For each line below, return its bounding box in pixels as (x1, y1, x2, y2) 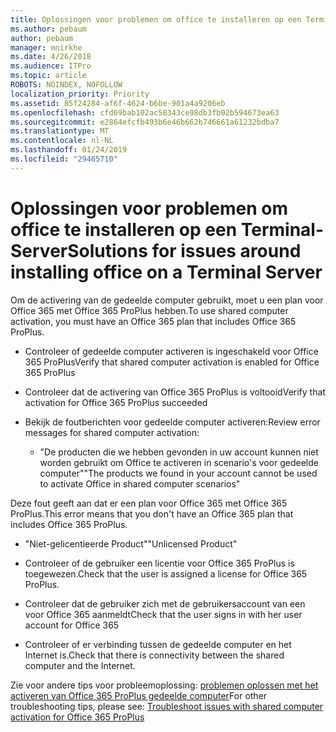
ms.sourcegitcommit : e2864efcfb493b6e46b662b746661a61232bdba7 (10, 117, 280, 127)
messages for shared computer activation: (24, 426, 200, 438)
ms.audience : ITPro (10, 61, 92, 71)
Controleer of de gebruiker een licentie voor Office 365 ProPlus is (24, 557, 295, 569)
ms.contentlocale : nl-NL (10, 136, 114, 146)
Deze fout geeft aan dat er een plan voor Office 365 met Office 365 (10, 497, 288, 509)
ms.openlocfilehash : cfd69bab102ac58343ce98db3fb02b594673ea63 (10, 107, 280, 118)
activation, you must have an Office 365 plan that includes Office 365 (10, 315, 297, 327)
